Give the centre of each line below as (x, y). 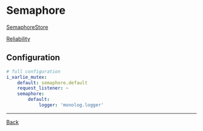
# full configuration (34, 72)
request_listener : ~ (43, 88)
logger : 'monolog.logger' (71, 105)
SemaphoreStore (27, 27)
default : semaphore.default (52, 83)
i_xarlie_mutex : (27, 77)
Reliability (18, 38)
